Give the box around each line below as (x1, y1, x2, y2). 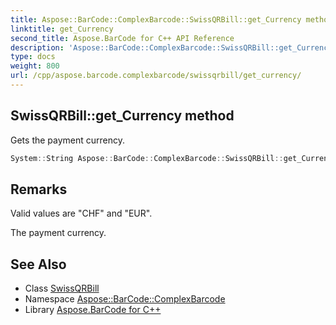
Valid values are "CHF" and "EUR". (10, 207, 153, 220)
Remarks (10, 181, 68, 198)
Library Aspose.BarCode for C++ (24, 304, 162, 316)
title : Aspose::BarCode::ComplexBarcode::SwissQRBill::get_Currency (10, 14, 302, 25)
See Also (10, 256, 67, 273)
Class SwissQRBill (24, 282, 100, 295)
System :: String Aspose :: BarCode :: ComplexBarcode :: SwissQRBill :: (10, 153, 284, 163)
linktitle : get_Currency (10, 24, 114, 34)
